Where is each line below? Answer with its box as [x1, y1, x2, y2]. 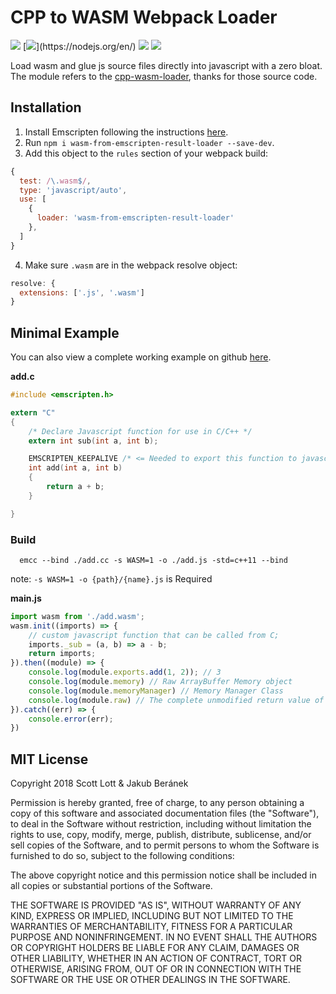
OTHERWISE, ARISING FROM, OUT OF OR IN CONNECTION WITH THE [10, 963, 302, 975]
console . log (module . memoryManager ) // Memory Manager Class [28, 686, 284, 696]
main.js [10, 592, 42, 604]
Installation [10, 99, 82, 116]
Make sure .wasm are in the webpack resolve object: [24, 259, 238, 271]
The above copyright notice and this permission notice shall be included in [10, 869, 317, 881]
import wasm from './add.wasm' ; [10, 611, 145, 621]
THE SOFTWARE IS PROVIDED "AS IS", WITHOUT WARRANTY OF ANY [10, 899, 302, 911]
